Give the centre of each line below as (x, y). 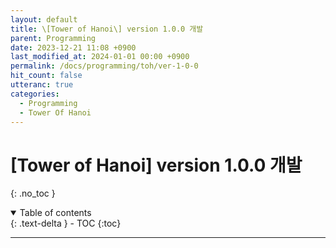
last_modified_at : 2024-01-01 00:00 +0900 (100, 57)
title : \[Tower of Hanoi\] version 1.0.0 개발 (107, 29)
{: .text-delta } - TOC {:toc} (66, 223)
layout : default (44, 19)
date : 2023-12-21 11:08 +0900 (73, 47)
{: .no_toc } (33, 193)
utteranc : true (42, 85)
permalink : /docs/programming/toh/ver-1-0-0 (104, 66)
